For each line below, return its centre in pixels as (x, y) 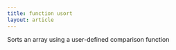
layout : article (30, 20)
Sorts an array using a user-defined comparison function (88, 39)
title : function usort (40, 13)
